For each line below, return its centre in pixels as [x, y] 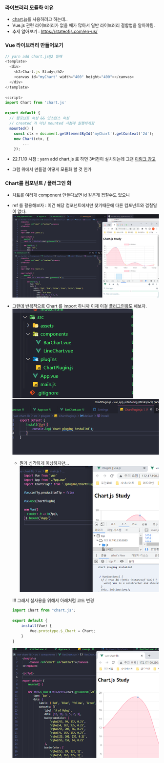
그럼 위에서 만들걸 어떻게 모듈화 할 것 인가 [52, 169]
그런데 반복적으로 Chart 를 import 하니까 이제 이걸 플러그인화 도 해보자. [80, 306]
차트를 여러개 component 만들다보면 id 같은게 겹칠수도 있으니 [71, 195]
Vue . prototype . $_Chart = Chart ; [63, 631]
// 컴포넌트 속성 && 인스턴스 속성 [40, 118]
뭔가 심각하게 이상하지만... [44, 463]
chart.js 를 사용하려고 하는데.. [40, 19]
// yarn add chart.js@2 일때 [34, 56]
